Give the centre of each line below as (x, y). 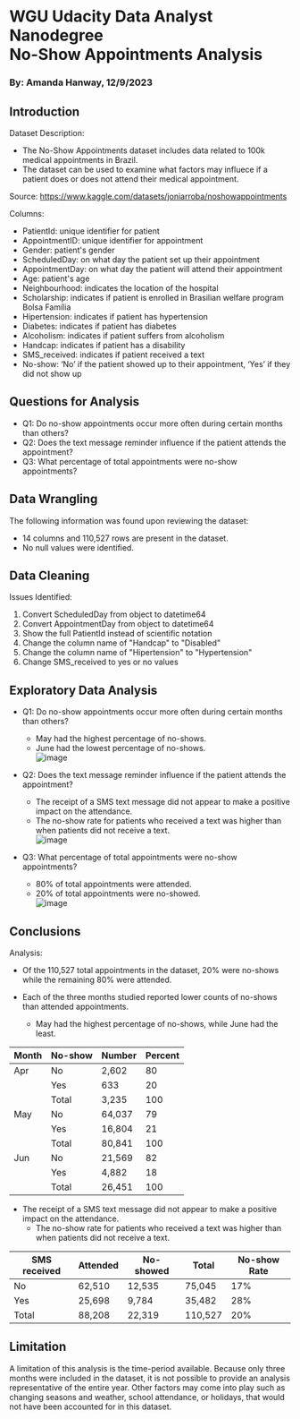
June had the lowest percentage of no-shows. (121, 748)
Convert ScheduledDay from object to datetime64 (114, 614)
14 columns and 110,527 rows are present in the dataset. (125, 538)
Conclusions (45, 932)
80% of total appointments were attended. (113, 885)
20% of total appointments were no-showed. (118, 893)
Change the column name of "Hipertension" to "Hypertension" (137, 653)
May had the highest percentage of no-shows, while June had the (157, 1023)
